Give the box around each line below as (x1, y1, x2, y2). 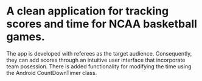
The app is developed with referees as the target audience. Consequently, (6, 50, 192, 57)
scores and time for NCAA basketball (6, 17, 198, 31)
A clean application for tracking (6, 4, 169, 18)
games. (6, 30, 46, 44)
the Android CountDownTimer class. (6, 69, 97, 76)
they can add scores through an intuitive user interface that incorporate (6, 56, 186, 63)
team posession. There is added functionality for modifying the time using (6, 62, 192, 70)
